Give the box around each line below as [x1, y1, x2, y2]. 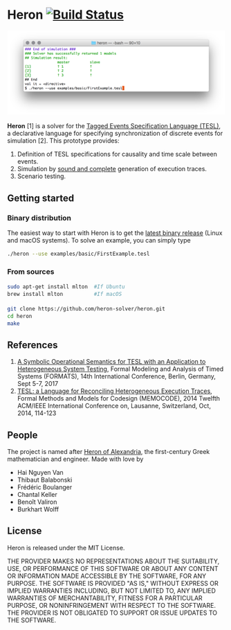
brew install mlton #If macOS [7, 291, 122, 298]
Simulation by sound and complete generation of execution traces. [17, 165, 207, 173]
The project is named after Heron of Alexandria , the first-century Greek [7, 448, 210, 456]
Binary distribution [7, 213, 71, 222]
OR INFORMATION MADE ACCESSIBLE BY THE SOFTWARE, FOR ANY [7, 572, 207, 580]
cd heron [7, 313, 33, 320]
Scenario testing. [17, 172, 66, 180]
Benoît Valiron [17, 498, 57, 506]
